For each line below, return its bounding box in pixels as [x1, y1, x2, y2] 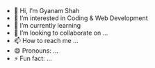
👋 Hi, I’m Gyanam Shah [13, 7, 80, 15]
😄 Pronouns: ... [13, 46, 59, 55]
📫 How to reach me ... [13, 37, 79, 44]
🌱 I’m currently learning [13, 22, 81, 29]
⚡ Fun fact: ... [13, 54, 52, 62]
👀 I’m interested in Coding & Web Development [13, 14, 148, 22]
